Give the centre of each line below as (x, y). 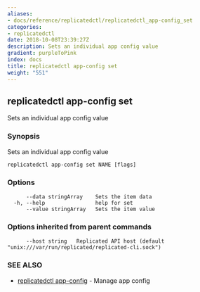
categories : (25, 27)
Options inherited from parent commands (80, 227)
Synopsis (24, 137)
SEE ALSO (25, 265)
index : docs (25, 60)
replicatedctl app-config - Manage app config (84, 280)
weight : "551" (28, 72)
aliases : (20, 14)
